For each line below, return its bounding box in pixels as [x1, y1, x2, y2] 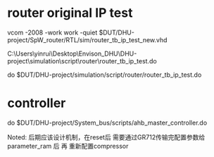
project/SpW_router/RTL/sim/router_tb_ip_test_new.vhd [7, 35, 168, 44]
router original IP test [7, 5, 133, 21]
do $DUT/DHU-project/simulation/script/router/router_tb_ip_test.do [7, 70, 202, 79]
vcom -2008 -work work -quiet [7, 28, 98, 37]
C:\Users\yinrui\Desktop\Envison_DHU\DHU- [7, 49, 137, 58]
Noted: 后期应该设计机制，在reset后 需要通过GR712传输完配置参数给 [7, 132, 206, 142]
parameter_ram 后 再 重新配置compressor [7, 142, 129, 150]
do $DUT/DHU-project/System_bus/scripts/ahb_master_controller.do [7, 118, 208, 127]
